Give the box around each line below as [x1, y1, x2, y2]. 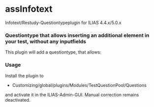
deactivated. [5, 97, 31, 103]
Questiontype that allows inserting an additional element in [5, 32, 150, 39]
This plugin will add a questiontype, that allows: [5, 49, 102, 55]
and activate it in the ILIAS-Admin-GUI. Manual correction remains [5, 92, 139, 98]
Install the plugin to [5, 73, 44, 79]
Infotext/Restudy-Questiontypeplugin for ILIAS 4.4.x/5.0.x [5, 20, 122, 26]
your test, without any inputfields [5, 38, 86, 45]
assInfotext [5, 3, 53, 15]
